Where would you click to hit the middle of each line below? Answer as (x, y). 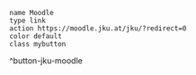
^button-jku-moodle (46, 61)
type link (28, 21)
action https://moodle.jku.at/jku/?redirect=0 (98, 29)
